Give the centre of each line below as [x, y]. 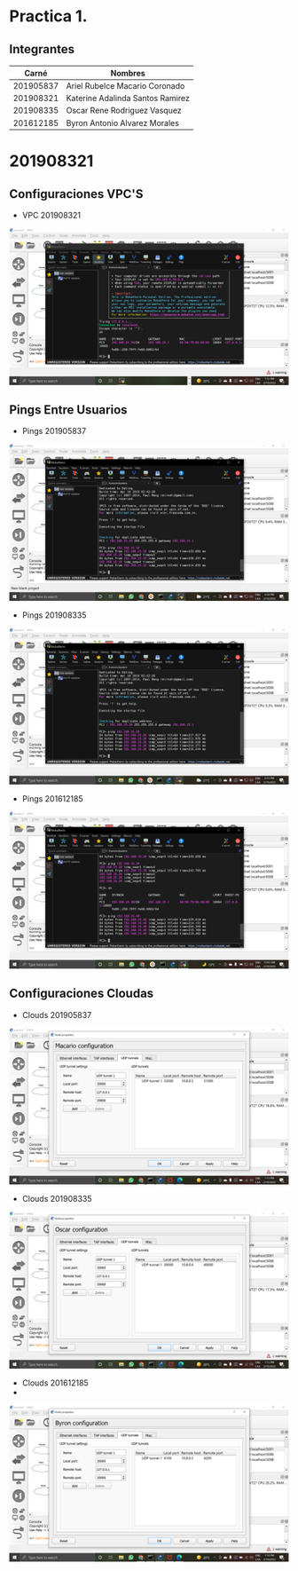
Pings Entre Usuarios [68, 410]
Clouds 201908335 [57, 1199]
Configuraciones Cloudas [82, 994]
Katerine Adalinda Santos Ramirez [128, 98]
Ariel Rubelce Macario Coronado [125, 85]
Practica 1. [48, 16]
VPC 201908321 [51, 215]
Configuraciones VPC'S [76, 194]
